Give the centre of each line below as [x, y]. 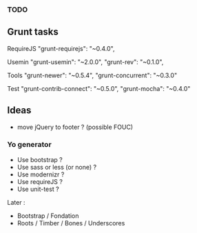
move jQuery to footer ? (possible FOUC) [75, 127]
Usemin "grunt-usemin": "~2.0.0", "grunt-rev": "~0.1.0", [85, 62]
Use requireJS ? [40, 181]
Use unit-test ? [38, 189]
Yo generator [29, 145]
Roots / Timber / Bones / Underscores [71, 223]
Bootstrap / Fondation [48, 216]
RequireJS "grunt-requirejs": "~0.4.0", [61, 48]
